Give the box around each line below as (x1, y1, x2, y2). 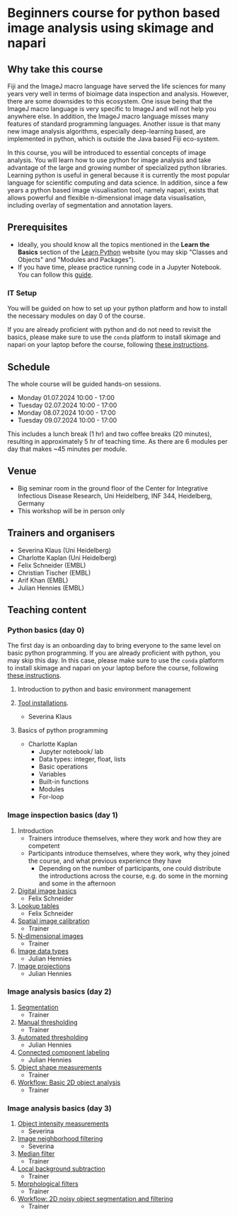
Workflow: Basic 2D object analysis (17, 1078, 121, 1086)
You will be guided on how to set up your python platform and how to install (7, 304, 228, 313)
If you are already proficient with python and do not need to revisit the (7, 326, 212, 334)
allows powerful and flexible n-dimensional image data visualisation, (7, 193, 207, 202)
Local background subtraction (17, 1164, 106, 1173)
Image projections (17, 961, 71, 970)
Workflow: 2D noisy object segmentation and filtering (17, 1195, 173, 1203)
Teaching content (7, 604, 87, 616)
